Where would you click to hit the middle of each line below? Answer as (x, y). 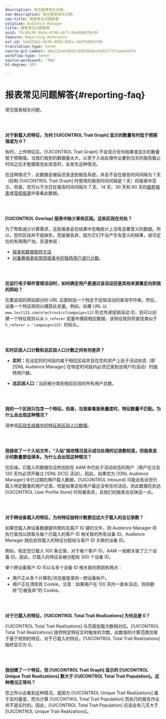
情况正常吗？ (22, 682)
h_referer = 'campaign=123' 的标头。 (43, 325)
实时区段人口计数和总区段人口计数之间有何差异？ (55, 350)
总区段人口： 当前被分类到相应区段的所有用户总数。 (64, 383)
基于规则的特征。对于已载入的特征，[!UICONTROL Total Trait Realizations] (85, 638)
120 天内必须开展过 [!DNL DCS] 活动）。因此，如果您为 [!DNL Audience (77, 474)
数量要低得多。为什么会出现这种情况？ (53, 457)
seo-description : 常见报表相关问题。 (41, 14)
